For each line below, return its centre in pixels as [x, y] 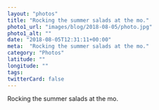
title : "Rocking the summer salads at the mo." [78, 20]
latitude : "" [26, 60]
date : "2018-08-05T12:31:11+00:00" [59, 40]
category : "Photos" [36, 53]
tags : [15, 72]
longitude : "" [28, 66]
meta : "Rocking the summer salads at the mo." [78, 46]
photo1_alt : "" [30, 33]
